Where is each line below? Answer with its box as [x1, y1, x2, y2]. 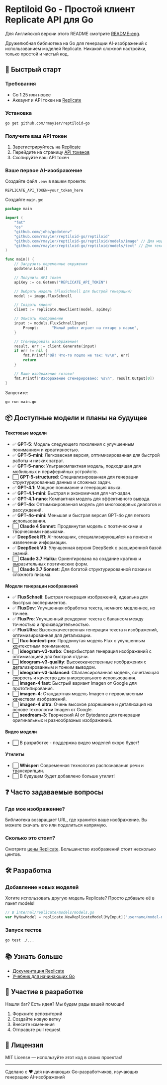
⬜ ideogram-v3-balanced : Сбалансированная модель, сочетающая [12, 670, 159, 676]
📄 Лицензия [5, 1041, 44, 1050]
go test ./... [5, 938, 35, 943]
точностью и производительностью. [12, 621, 90, 627]
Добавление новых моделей [5, 883, 79, 890]
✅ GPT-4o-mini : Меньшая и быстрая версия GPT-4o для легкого [12, 512, 151, 518]
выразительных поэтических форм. [12, 560, 88, 567]
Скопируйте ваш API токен [12, 155, 69, 161]
